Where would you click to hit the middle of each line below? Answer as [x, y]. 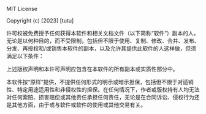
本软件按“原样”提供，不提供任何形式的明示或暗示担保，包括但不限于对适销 [100, 82]
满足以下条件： [25, 56]
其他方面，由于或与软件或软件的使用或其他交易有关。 [78, 105]
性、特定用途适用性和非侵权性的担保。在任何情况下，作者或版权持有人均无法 [103, 90]
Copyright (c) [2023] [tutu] [40, 20]
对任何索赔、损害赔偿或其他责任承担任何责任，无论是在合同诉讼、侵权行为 [100, 97]
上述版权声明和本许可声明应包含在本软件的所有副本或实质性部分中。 [92, 69]
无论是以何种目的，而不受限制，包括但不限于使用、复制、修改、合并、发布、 [103, 41]
